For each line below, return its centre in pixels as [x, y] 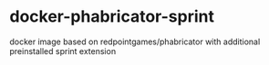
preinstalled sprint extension [63, 51]
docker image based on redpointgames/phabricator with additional [135, 42]
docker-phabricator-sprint [112, 17]
